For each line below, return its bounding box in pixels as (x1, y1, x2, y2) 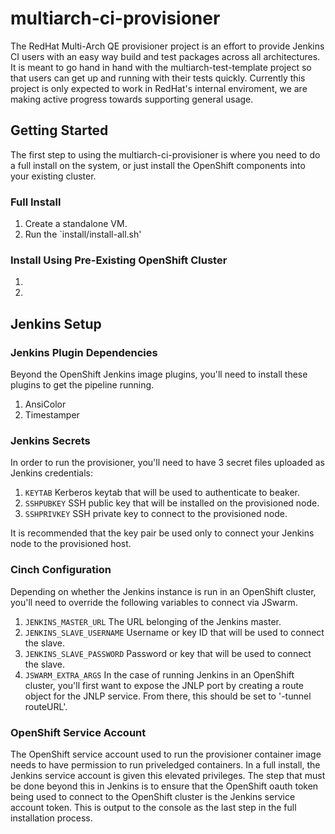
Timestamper (24, 409, 80, 421)
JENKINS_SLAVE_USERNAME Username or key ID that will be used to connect (24, 626, 325, 638)
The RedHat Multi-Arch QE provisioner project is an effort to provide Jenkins (10, 40, 325, 52)
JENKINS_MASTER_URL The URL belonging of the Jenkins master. (24, 615, 282, 627)
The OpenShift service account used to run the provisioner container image (10, 748, 322, 760)
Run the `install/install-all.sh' (24, 228, 142, 241)
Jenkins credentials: (10, 467, 93, 479)
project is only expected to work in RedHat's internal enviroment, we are (10, 82, 308, 94)
